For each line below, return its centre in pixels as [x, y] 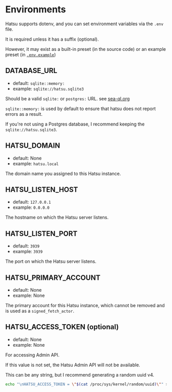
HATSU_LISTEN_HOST [42, 190]
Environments [36, 10]
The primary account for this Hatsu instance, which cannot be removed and [85, 305]
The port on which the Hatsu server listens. [51, 261]
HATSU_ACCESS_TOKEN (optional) [62, 327]
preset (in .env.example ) [31, 55]
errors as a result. [24, 114]
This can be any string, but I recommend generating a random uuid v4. [80, 375]
